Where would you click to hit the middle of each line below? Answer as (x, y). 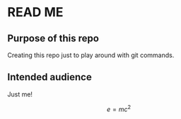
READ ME (35, 12)
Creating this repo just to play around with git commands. (91, 55)
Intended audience (49, 77)
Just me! (20, 94)
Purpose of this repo (53, 38)
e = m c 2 (119, 108)
